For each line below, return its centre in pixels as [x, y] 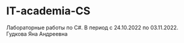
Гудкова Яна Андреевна [37, 33]
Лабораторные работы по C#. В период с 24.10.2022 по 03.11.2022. [92, 27]
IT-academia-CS [48, 11]
